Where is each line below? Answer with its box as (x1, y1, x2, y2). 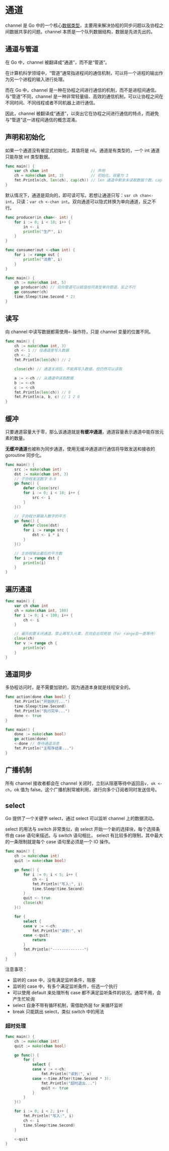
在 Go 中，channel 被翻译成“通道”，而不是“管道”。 (5, 59, 110, 65)
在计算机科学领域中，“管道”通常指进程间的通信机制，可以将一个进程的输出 (5, 70, 159, 76)
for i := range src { (23, 527, 69, 533)
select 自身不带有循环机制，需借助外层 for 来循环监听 (12, 1002, 123, 1008)
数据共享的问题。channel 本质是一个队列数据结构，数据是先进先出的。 (9, 28, 155, 34)
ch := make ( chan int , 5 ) (14, 280, 66, 285)
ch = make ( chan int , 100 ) (14, 608, 69, 613)
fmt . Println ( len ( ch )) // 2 (14, 357, 71, 363)
